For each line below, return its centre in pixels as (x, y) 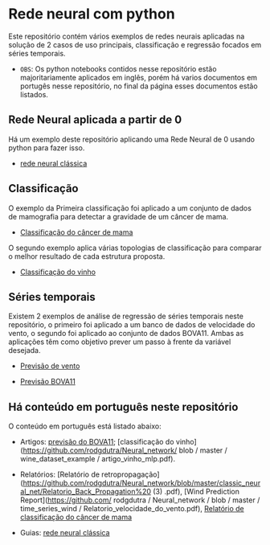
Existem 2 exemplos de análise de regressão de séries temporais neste (126, 316)
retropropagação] (131, 474)
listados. (34, 94)
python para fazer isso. (47, 148)
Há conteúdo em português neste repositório (123, 407)
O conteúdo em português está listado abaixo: (85, 426)
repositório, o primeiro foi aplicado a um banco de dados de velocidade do (132, 325)
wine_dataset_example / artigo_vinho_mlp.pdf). (97, 459)
